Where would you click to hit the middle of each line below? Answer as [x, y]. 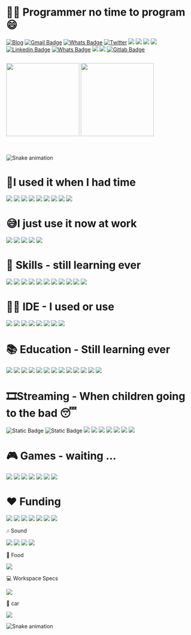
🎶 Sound [16, 531]
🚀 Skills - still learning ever [74, 265]
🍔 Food [15, 555]
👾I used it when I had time [71, 182]
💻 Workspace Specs [32, 578]
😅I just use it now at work [72, 224]
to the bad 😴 [42, 413]
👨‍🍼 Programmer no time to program [96, 12]
